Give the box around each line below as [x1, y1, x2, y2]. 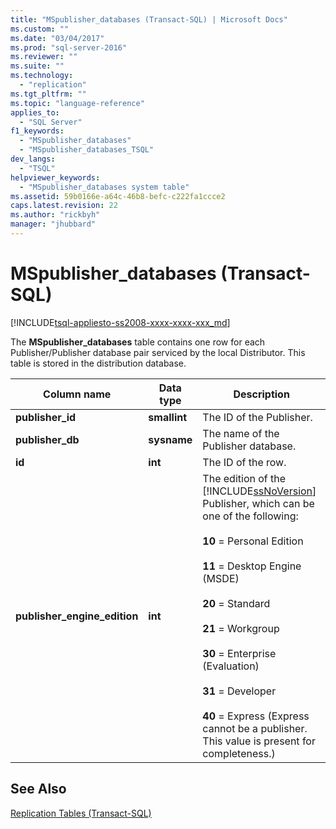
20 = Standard [202, 596, 271, 610]
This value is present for [202, 734, 316, 748]
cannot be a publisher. [202, 721, 308, 735]
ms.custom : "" [10, 24, 70, 34]
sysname [148, 432, 193, 446]
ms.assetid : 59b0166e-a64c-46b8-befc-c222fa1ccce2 [10, 191, 226, 201]
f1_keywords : [10, 126, 65, 136]
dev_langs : [10, 154, 56, 164]
